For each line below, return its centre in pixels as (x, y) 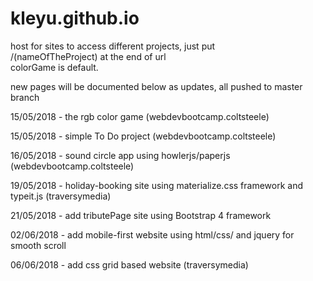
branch (25, 97)
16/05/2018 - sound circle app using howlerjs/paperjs (120, 155)
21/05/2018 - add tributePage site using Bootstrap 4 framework (141, 215)
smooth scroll (38, 245)
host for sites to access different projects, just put (113, 46)
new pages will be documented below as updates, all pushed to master (156, 86)
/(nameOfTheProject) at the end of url (88, 56)
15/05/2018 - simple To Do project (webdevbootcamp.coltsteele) (143, 136)
